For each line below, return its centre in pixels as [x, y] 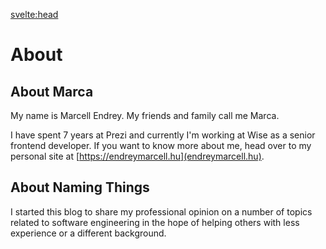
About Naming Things [80, 187]
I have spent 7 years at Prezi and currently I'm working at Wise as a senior [163, 135]
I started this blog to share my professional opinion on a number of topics [161, 211]
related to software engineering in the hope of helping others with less [155, 222]
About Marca [52, 91]
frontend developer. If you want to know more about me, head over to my [161, 145]
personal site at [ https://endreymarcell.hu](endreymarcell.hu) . [137, 156]
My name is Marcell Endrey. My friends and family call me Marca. [145, 115]
